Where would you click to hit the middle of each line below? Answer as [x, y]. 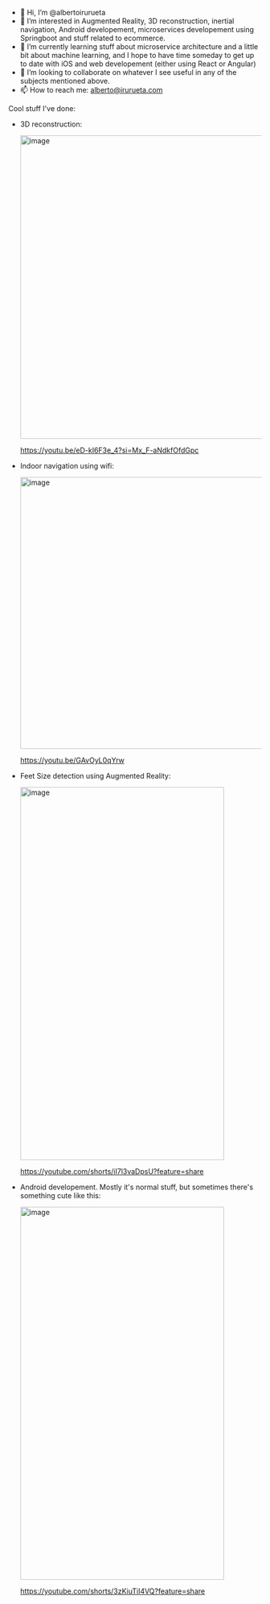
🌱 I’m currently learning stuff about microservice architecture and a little [139, 47]
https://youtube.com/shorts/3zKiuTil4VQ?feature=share [112, 1591]
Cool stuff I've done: [42, 108]
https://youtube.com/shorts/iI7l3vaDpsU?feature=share [112, 1171]
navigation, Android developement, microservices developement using [137, 29]
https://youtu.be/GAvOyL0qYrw [72, 760]
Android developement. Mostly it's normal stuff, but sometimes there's [137, 1187]
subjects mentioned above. [65, 81]
